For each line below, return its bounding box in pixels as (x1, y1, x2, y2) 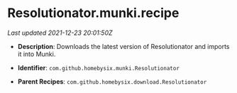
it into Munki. (17, 50, 56, 58)
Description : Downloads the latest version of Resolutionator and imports (17, 42, 230, 50)
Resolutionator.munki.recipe (7, 5, 180, 21)
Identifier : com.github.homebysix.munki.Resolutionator (17, 63, 180, 72)
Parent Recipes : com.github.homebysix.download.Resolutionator (17, 77, 207, 86)
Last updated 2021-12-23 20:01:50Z (7, 28, 113, 37)
